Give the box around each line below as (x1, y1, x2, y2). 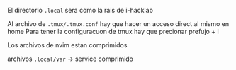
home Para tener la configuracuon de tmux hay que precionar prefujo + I (7, 28, 220, 35)
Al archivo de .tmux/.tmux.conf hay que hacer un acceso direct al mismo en (7, 20, 230, 28)
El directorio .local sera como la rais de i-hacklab (7, 6, 154, 14)
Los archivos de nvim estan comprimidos (7, 41, 128, 49)
